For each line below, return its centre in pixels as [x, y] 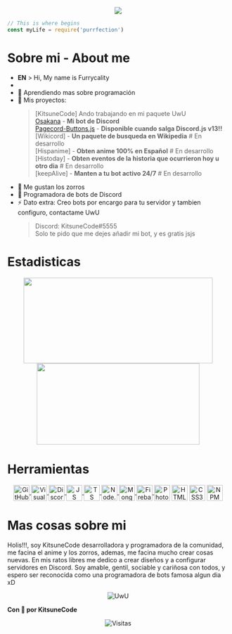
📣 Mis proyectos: [42, 100]
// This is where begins [44, 23]
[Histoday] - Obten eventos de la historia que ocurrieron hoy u [127, 158]
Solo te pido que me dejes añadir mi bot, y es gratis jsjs [115, 233]
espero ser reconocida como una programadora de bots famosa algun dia [114, 575]
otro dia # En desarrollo [69, 166]
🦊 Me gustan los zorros [51, 187]
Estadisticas [44, 262]
